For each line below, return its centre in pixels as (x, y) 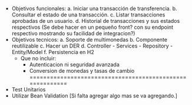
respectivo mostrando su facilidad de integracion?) (73, 33)
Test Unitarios (29, 89)
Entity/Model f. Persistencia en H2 (53, 52)
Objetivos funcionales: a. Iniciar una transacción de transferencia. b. (95, 9)
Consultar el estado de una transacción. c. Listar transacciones (88, 15)
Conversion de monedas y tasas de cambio (82, 71)
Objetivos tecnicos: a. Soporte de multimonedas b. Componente (90, 40)
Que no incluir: (38, 58)
